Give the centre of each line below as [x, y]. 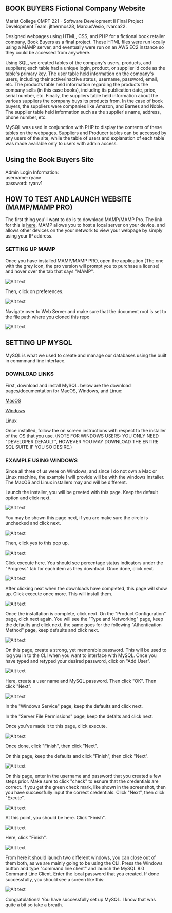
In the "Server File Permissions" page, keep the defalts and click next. [79, 716]
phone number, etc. [26, 117]
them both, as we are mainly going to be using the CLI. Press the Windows [84, 863]
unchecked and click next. [33, 523]
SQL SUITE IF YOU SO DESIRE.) [39, 447]
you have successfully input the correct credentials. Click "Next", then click [85, 792]
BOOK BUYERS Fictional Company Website [75, 8]
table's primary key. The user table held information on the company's [80, 74]
